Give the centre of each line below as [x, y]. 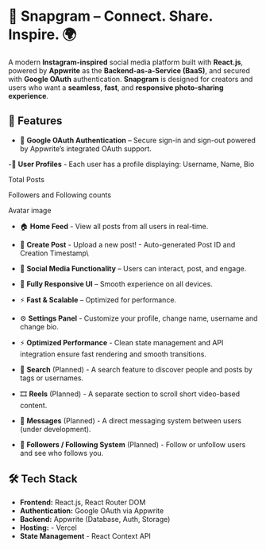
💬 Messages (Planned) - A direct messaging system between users [131, 420]
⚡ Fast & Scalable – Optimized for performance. [98, 300]
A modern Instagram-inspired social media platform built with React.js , [126, 62]
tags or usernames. [52, 378]
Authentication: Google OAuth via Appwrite [92, 510]
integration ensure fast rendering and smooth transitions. [113, 354]
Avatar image [30, 210]
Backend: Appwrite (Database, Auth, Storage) [95, 519]
